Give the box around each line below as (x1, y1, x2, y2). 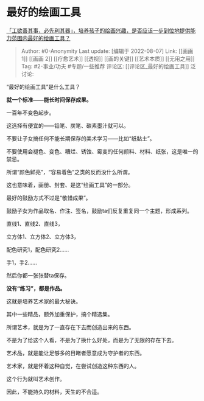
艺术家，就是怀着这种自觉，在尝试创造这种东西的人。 (6, 362, 140, 369)
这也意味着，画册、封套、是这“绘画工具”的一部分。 (6, 181, 134, 189)
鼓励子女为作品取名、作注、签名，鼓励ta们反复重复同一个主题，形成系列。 (6, 207, 193, 214)
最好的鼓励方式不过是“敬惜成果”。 (6, 194, 91, 201)
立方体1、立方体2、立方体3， (6, 232, 79, 240)
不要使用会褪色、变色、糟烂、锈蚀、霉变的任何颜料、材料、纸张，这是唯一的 (6, 147, 199, 155)
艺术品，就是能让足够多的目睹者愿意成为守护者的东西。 (6, 349, 145, 357)
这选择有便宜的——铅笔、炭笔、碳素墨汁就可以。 (6, 122, 129, 129)
